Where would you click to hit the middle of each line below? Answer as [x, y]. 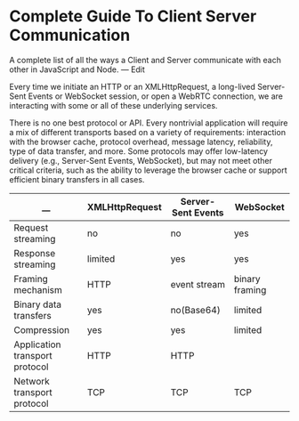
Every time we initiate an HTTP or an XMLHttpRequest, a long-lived [132, 86]
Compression [41, 329]
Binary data [38, 304]
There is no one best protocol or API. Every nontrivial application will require [149, 123]
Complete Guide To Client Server [133, 16]
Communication [70, 35]
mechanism [38, 289]
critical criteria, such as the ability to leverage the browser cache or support [148, 170]
